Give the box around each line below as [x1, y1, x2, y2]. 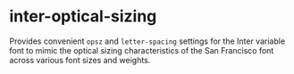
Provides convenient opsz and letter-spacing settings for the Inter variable [9, 36, 286, 46]
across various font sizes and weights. [9, 54, 151, 65]
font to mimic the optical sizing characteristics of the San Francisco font [9, 45, 274, 55]
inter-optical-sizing [9, 6, 157, 27]
